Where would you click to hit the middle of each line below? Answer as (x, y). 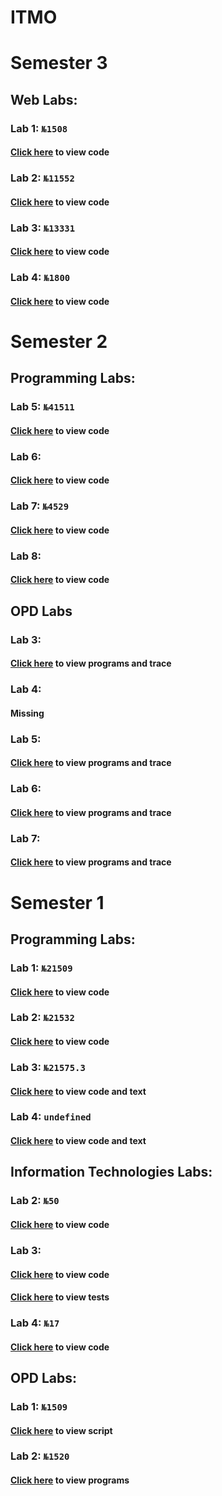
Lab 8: (26, 556)
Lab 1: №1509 (39, 1406)
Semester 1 (57, 902)
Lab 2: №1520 (40, 1456)
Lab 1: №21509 (41, 968)
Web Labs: (44, 99)
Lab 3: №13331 (43, 228)
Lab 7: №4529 (40, 506)
